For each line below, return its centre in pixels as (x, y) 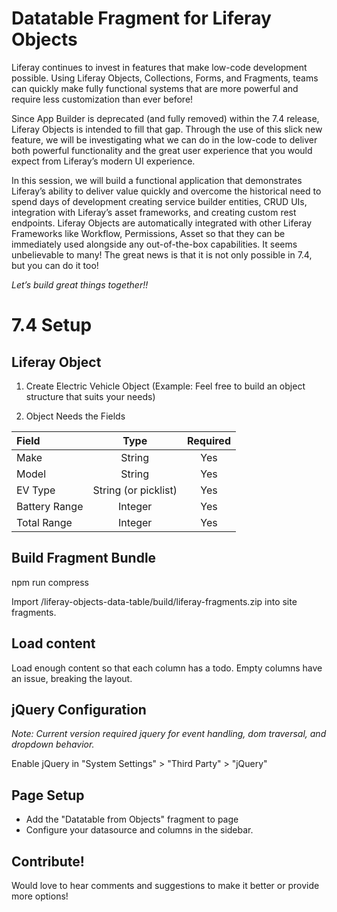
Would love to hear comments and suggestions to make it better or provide (165, 885)
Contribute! (48, 861)
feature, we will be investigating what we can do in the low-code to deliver (164, 139)
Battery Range (50, 506)
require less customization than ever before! (102, 99)
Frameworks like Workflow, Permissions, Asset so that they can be (148, 233)
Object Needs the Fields (75, 416)
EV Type (36, 490)
